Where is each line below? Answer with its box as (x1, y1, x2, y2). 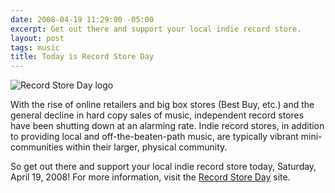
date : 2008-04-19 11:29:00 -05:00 (10, 14, 155, 25)
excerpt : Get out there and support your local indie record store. (10, 24, 302, 34)
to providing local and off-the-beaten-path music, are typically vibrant (10, 131, 299, 143)
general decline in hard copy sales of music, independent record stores (10, 109, 305, 121)
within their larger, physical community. (65, 141, 228, 153)
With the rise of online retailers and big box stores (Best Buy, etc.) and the (10, 99, 315, 111)
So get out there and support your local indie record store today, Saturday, (10, 161, 317, 173)
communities (10, 141, 64, 153)
